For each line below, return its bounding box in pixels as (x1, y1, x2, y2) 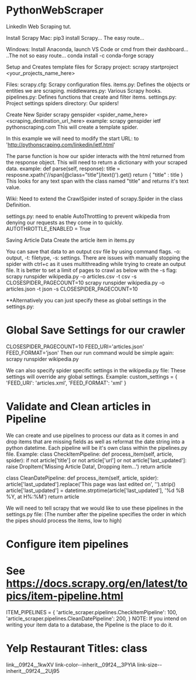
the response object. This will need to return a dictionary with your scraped (6, 159, 188, 166)
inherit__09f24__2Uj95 (6, 667, 60, 674)
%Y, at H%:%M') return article (6, 493, 80, 500)
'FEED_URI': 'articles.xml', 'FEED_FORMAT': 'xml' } (6, 379, 127, 386)
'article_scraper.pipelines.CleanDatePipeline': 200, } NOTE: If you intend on (6, 615, 187, 622)
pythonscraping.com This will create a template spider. (6, 123, 139, 130)
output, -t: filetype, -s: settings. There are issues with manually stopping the (6, 254, 190, 261)
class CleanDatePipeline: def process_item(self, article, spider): (6, 474, 159, 482)
